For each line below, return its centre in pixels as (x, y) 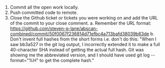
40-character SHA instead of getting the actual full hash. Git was (77, 50)
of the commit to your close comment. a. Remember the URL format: (80, 23)
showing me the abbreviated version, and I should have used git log (80, 55)
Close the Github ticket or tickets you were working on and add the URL (84, 18)
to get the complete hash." (67, 60)
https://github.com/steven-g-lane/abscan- (54, 28)
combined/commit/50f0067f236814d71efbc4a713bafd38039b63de (79, 34)
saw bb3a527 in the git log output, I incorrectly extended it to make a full (85, 44)
